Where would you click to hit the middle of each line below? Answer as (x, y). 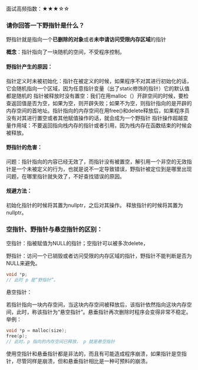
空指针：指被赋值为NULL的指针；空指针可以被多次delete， (77, 244)
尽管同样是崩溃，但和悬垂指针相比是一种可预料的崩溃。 (83, 361)
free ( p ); (17, 336)
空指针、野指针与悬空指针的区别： (55, 229)
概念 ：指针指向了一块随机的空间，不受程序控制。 (65, 52)
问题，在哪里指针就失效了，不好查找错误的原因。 (65, 176)
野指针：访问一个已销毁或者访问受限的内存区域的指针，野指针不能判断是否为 (99, 256)
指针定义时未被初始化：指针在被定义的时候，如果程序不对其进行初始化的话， (99, 81)
